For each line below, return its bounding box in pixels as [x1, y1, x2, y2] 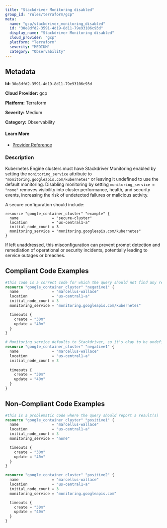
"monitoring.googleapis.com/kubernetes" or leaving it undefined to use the [5, 176, 159, 182]
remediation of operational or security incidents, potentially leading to [5, 247, 148, 253]
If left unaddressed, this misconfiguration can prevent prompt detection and [5, 242, 161, 248]
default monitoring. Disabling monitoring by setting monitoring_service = [5, 181, 155, 187]
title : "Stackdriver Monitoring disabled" [5, 7, 94, 12]
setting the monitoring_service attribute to [5, 170, 92, 177]
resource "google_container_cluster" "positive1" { [5, 417, 114, 422]
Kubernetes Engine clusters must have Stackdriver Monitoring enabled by [5, 165, 156, 171]
